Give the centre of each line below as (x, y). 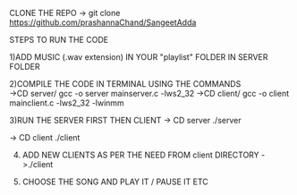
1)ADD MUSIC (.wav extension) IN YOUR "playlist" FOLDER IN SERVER (139, 57)
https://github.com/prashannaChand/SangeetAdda (103, 22)
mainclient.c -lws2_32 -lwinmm (67, 103)
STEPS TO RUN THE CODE (59, 40)
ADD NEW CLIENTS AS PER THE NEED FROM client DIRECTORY (140, 155)
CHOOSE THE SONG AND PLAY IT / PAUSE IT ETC (115, 182)
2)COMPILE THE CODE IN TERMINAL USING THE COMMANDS (125, 84)
